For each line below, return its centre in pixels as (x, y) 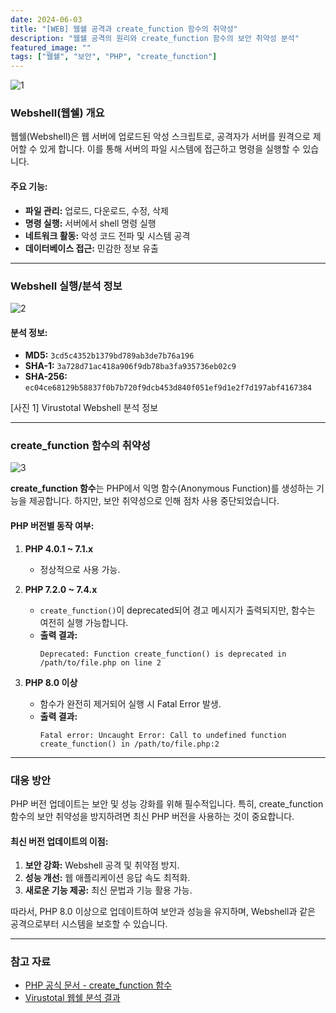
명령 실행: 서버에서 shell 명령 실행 (90, 223)
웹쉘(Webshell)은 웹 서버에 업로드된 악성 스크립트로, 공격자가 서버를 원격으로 (160, 137)
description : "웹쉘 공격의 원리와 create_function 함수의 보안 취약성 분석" (155, 38)
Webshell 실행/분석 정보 (66, 286)
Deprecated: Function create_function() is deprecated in (163, 654)
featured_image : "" (51, 47)
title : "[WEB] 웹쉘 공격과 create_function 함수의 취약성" (124, 29)
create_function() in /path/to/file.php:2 (129, 744)
